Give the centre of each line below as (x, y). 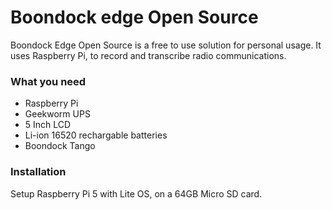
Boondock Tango (60, 146)
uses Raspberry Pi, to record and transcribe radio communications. (148, 55)
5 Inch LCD (48, 125)
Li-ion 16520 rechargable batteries (96, 135)
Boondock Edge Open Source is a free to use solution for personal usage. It (166, 45)
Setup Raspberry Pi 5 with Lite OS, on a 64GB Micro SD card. (136, 193)
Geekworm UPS (57, 114)
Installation (38, 172)
